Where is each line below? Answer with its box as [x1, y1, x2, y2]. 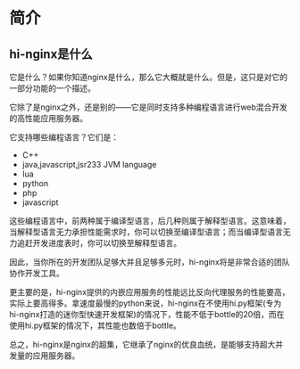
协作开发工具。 [9, 268, 64, 278]
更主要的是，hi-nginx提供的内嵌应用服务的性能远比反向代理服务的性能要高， [9, 287, 290, 297]
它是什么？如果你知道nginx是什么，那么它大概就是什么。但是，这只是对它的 [9, 72, 288, 82]
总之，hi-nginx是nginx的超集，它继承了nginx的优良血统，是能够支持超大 [9, 340, 276, 349]
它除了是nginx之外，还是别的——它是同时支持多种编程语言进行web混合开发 [9, 102, 288, 112]
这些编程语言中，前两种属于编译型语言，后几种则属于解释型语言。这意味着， [9, 216, 291, 225]
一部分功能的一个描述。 [9, 83, 96, 94]
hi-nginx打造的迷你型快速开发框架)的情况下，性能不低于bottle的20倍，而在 [9, 309, 285, 319]
